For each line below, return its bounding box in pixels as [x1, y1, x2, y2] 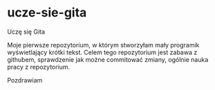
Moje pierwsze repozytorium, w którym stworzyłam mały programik [7, 41, 200, 49]
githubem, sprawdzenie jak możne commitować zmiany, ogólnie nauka [7, 55, 209, 63]
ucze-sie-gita [7, 5, 87, 21]
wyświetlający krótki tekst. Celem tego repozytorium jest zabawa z [7, 48, 198, 56]
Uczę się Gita [7, 27, 46, 36]
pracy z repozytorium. [7, 63, 71, 71]
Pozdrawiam [7, 76, 43, 84]
